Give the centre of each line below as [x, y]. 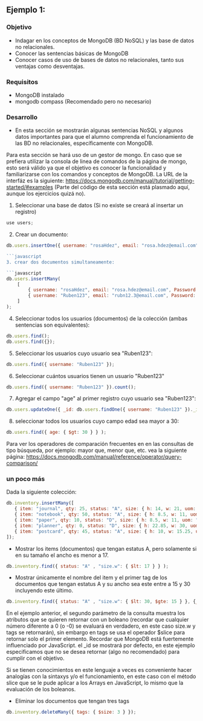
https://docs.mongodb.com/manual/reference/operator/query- [104, 457]
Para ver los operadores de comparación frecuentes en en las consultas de [100, 444]
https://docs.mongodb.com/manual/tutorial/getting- [130, 181]
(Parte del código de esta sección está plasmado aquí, [122, 187]
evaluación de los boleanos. [41, 689]
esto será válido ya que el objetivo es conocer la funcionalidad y [86, 168]
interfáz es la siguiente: [35, 181]
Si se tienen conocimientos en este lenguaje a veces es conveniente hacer [99, 670]
